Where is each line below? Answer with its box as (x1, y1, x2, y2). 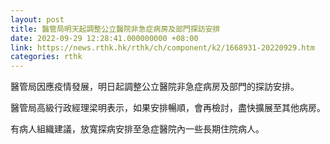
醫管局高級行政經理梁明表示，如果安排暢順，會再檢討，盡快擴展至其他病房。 (10, 102, 326, 114)
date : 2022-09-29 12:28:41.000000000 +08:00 (10, 33, 199, 43)
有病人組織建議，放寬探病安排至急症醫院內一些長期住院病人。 (10, 123, 265, 135)
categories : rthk (10, 52, 83, 62)
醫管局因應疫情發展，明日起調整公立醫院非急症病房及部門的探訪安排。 (10, 81, 300, 93)
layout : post (10, 14, 65, 25)
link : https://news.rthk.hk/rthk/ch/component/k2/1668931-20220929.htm (10, 42, 315, 53)
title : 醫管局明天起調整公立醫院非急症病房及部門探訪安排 (10, 24, 221, 34)
